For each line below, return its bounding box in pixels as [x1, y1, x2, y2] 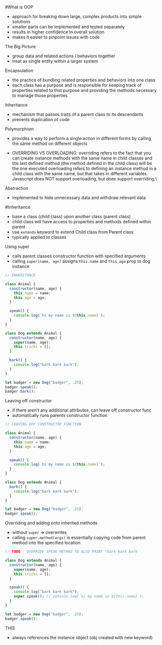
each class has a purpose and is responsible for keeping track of [12, 82, 142, 88]
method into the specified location [12, 540, 81, 546]
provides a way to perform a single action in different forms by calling [12, 136, 151, 141]
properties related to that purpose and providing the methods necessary [12, 88, 157, 93]
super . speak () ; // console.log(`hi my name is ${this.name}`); [14, 594, 145, 599]
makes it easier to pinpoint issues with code [12, 34, 100, 40]
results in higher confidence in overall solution [12, 29, 105, 35]
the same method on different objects [12, 141, 88, 146]
